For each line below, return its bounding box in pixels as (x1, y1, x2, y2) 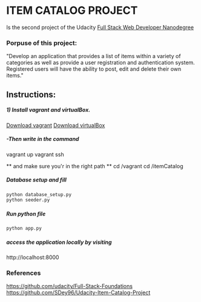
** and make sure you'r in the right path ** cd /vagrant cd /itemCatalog (6, 162, 183, 169)
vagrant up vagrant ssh (6, 151, 65, 158)
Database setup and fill (6, 176, 67, 183)
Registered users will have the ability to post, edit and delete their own (6, 65, 182, 73)
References (6, 269, 41, 277)
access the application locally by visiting (6, 238, 112, 246)
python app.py (6, 225, 42, 232)
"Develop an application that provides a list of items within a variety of (6, 53, 181, 60)
